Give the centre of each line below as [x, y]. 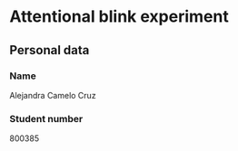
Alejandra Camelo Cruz [53, 95]
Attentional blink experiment [119, 17]
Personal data [50, 50]
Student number [46, 118]
